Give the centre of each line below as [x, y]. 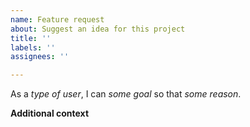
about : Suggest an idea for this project [98, 29]
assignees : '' [40, 57]
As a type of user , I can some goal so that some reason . [126, 94]
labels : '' [33, 47]
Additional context [50, 113]
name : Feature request [57, 19]
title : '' [31, 38]
